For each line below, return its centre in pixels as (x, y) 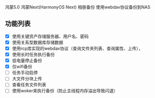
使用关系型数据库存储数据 (38, 42)
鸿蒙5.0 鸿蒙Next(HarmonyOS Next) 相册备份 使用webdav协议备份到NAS (78, 7)
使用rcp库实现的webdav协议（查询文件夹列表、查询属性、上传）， (77, 48)
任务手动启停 (25, 73)
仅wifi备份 (22, 67)
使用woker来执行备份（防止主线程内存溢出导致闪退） (65, 91)
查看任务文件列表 (29, 85)
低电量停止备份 (27, 61)
